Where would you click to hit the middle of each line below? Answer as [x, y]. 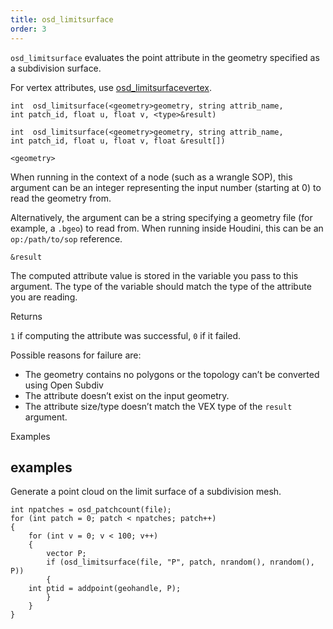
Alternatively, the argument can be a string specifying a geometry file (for [161, 217]
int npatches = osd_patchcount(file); [91, 510]
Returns [26, 316]
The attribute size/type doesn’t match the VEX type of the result [158, 406]
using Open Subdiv [64, 385]
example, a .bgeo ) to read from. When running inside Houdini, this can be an [167, 228]
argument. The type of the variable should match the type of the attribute [161, 286]
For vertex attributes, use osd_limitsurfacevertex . [111, 87]
